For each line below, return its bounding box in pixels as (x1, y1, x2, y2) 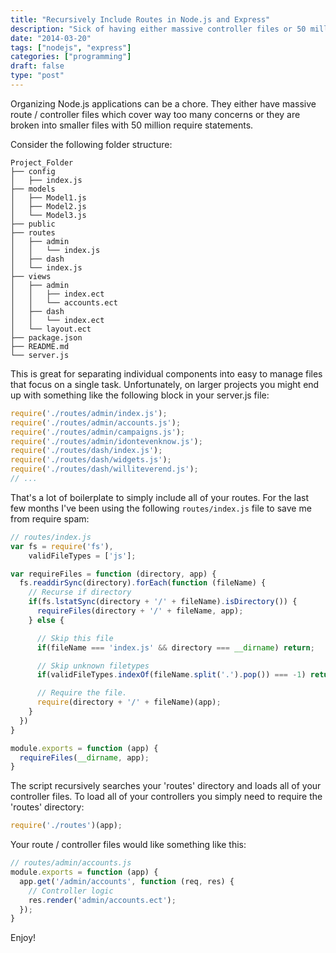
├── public (10, 219, 56, 229)
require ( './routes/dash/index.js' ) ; (10, 446, 163, 456)
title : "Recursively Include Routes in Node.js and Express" (10, 14, 271, 25)
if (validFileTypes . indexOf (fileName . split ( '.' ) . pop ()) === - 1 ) (36, 670, 307, 680)
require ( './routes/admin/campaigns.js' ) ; (10, 427, 186, 437)
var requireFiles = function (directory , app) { (10, 569, 217, 579)
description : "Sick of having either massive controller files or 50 (10, 24, 307, 34)
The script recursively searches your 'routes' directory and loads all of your (10, 780, 322, 792)
